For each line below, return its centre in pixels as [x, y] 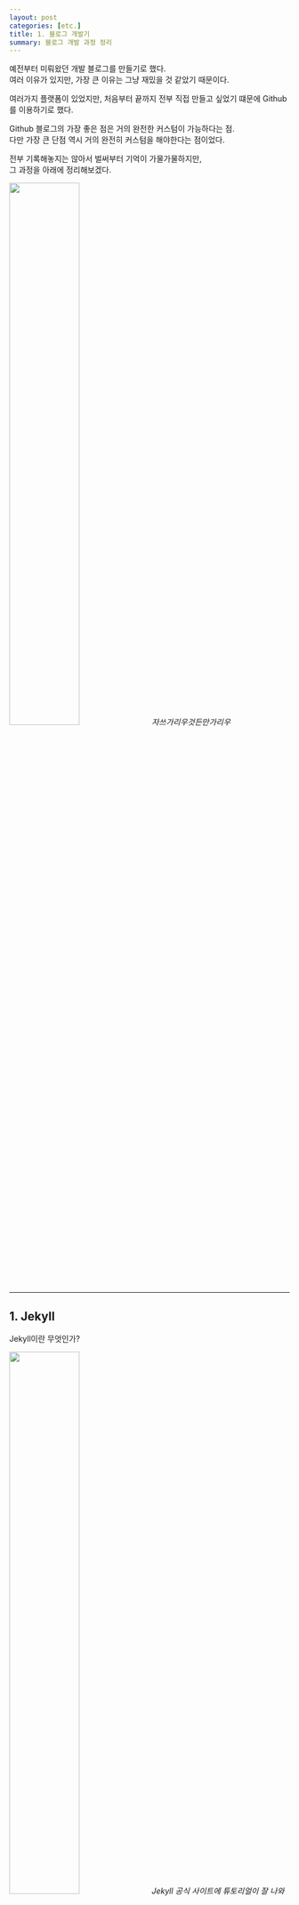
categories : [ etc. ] [45, 26]
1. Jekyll [32, 1316]
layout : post [33, 17]
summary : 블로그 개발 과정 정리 [61, 42]
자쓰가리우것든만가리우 [191, 722]
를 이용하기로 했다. [41, 110]
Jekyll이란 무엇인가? [44, 1339]
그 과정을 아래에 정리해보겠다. [61, 170]
